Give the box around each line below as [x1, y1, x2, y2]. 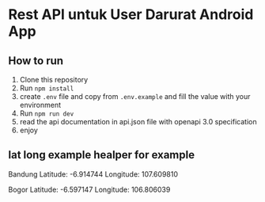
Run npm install [19, 83, 74, 93]
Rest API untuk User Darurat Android [8, 6, 254, 24]
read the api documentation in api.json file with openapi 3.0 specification [19, 117, 257, 126]
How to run [8, 54, 64, 67]
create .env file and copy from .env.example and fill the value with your [19, 92, 251, 101]
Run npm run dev [19, 109, 74, 118]
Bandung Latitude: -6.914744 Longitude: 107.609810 [8, 169, 178, 179]
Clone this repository [19, 75, 89, 84]
